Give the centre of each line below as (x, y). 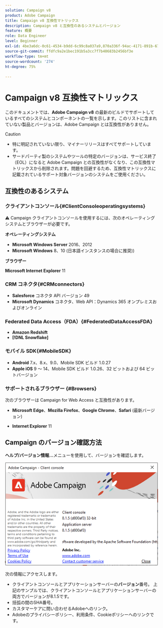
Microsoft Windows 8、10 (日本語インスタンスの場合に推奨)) (73, 251)
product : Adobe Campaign (30, 15)
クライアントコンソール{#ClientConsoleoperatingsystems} (75, 206)
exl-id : (13, 46)
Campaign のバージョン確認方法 (54, 443)
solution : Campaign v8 (28, 10)
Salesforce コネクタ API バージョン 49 (51, 296)
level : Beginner (21, 41)
